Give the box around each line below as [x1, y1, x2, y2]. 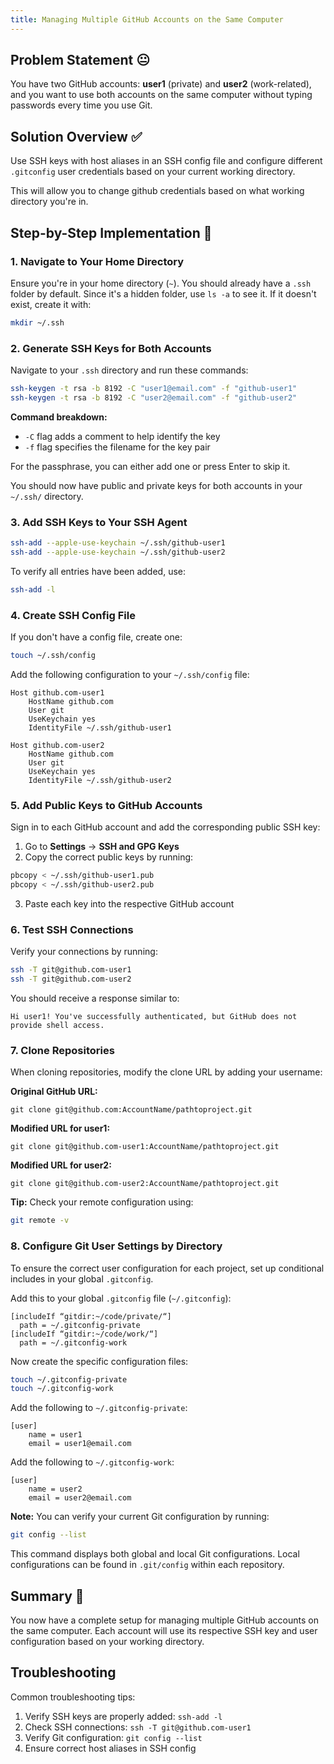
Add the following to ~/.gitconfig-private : [10, 1402, 188, 1414]
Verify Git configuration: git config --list [24, 1731, 203, 1743]
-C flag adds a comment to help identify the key [24, 430, 221, 442]
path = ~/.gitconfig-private [19, 1320, 141, 1330]
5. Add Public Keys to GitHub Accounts [10, 798, 203, 812]
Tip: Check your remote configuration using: [10, 1196, 194, 1208]
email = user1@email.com [28, 1439, 132, 1449]
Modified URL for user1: [10, 1122, 111, 1135]
